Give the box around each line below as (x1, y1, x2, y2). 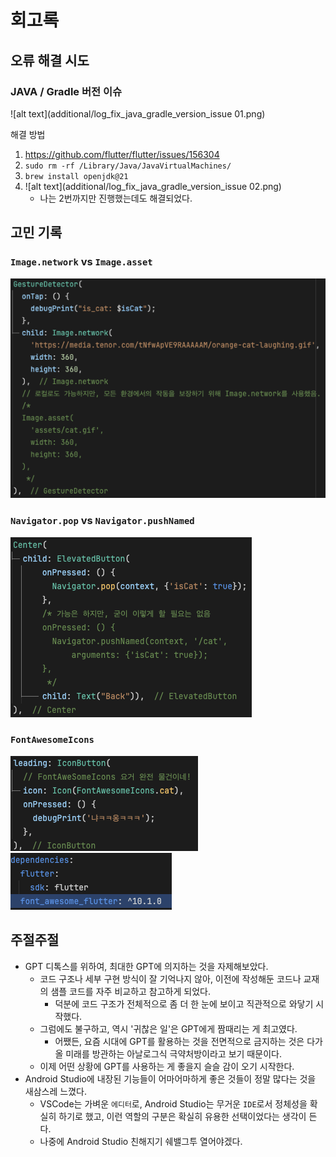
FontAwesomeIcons (10, 734, 95, 746)
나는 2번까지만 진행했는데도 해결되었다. (39, 192, 193, 204)
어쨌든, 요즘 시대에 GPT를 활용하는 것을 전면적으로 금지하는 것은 (54, 1035, 305, 1047)
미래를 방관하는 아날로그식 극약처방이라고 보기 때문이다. (65, 1047, 282, 1060)
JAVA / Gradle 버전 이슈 (10, 84, 123, 98)
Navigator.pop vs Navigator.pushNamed (10, 514, 195, 528)
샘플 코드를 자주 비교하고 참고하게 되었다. (50, 985, 211, 997)
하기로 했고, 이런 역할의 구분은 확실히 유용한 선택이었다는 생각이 (58, 1110, 307, 1122)
